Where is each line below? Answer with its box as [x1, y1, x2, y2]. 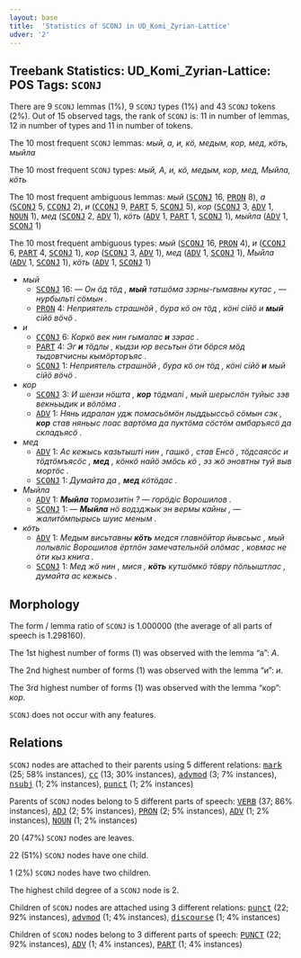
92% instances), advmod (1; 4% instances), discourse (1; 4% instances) [9, 911, 281, 922]
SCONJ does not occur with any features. [9, 710, 157, 720]
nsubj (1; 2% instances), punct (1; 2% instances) [9, 778, 194, 789]
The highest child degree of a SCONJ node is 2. [9, 884, 180, 895]
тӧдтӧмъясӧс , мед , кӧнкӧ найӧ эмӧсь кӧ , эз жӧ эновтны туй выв [35, 456, 292, 467]
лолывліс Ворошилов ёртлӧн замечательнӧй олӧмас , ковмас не [35, 542, 288, 553]
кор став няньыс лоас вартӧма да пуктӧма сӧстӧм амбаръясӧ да [35, 417, 292, 428]
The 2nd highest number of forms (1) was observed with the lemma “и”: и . [9, 665, 283, 676]
